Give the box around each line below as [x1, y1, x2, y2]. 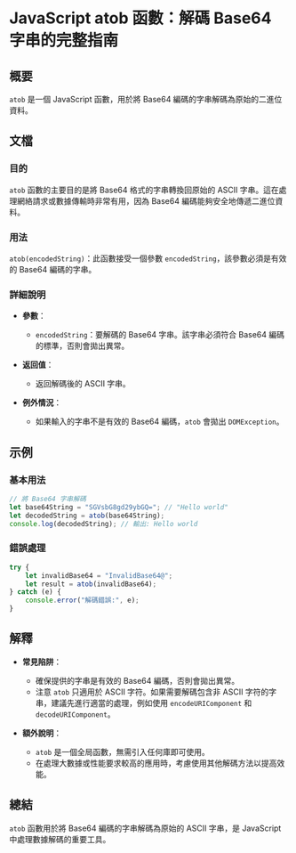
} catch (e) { [9, 588, 62, 597]
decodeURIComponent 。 [35, 709, 116, 719]
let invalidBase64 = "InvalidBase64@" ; [25, 571, 173, 580]
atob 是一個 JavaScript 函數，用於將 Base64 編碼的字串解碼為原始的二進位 [9, 94, 283, 104]
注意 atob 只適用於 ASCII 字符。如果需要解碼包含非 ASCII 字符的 [35, 686, 269, 697]
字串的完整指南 [9, 30, 119, 51]
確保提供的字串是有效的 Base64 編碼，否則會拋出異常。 [35, 675, 240, 686]
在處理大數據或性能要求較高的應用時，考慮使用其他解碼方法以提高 [35, 758, 277, 768]
